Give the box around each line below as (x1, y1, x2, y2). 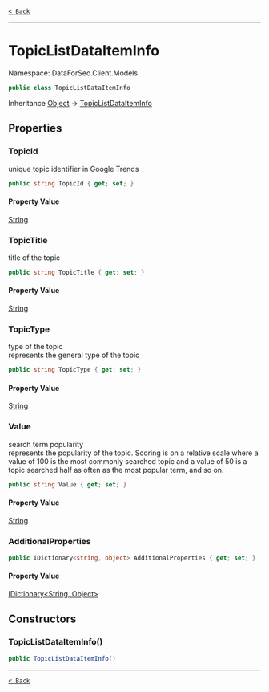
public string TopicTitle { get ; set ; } (8, 268, 146, 276)
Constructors (8, 613, 77, 626)
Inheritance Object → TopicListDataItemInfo (8, 98, 152, 108)
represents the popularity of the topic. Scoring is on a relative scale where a (8, 448, 259, 458)
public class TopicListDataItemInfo (8, 83, 130, 92)
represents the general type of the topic (8, 350, 140, 360)
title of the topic (8, 253, 61, 263)
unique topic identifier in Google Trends (8, 164, 139, 173)
